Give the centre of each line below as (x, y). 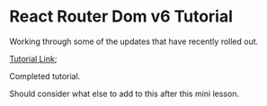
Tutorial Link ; (33, 58)
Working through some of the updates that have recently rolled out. (134, 41)
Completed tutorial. (45, 76)
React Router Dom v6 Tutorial (121, 17)
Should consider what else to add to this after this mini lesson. (125, 93)
